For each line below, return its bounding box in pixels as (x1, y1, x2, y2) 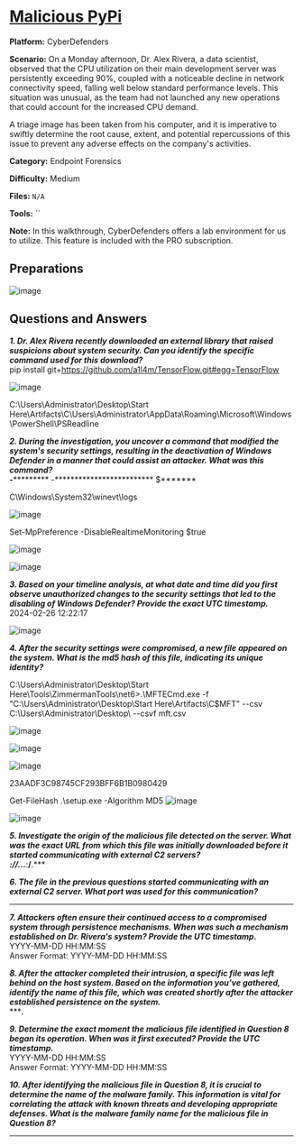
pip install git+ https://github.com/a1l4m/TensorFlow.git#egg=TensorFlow (9, 363, 280, 375)
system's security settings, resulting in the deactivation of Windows (9, 445, 272, 456)
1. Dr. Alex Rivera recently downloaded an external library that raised (9, 335, 273, 346)
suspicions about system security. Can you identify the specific (9, 344, 255, 355)
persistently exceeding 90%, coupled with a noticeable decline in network (9, 72, 285, 83)
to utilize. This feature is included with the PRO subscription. (9, 234, 234, 245)
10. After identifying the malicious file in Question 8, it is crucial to (9, 1079, 262, 1090)
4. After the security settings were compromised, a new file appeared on (9, 642, 288, 653)
